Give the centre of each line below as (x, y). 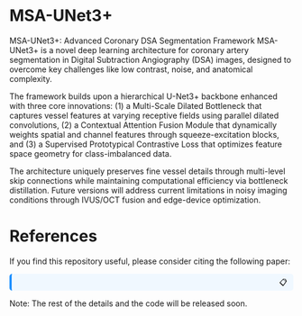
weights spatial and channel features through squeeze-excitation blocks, (144, 134)
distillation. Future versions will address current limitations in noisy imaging (148, 190)
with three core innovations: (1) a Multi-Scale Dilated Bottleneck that (136, 105)
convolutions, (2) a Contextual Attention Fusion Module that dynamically (143, 125)
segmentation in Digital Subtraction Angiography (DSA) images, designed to (150, 59)
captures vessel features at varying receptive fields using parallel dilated (144, 115)
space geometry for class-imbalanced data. (91, 153)
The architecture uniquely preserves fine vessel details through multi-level (147, 171)
